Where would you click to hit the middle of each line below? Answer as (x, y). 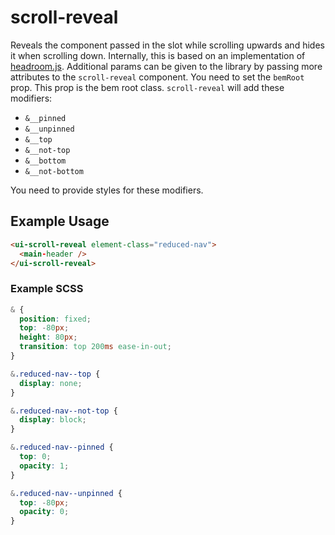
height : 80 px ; (48, 337)
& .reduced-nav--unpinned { (66, 493)
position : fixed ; (55, 319)
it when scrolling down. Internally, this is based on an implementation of (158, 55)
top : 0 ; (35, 457)
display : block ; (53, 420)
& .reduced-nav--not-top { (64, 411)
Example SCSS (47, 289)
